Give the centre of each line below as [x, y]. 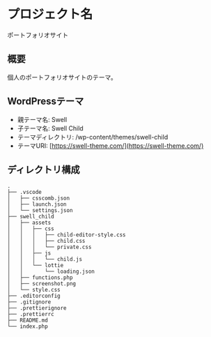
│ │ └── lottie [36, 266]
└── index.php [28, 327]
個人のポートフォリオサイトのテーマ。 [62, 77]
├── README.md [28, 321]
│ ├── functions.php [40, 278]
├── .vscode [24, 193]
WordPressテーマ [46, 102]
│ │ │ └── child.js [45, 260]
